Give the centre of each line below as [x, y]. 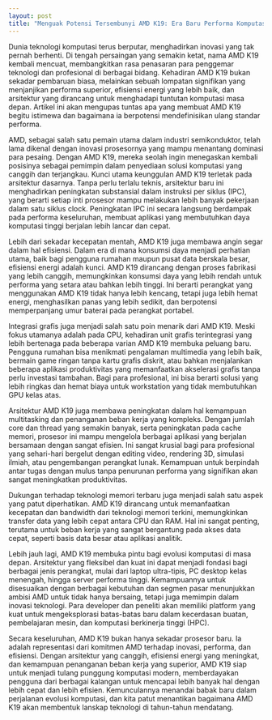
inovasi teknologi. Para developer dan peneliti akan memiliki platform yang [132, 605]
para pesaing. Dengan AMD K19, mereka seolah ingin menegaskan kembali [133, 157]
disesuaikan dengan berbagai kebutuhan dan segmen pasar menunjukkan [132, 588]
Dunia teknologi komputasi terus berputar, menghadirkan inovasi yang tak [132, 46]
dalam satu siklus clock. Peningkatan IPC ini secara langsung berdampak [130, 208]
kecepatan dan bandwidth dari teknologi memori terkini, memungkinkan [128, 512]
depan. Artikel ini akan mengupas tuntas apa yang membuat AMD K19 [125, 107]
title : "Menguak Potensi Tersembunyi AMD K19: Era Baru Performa [121, 23]
